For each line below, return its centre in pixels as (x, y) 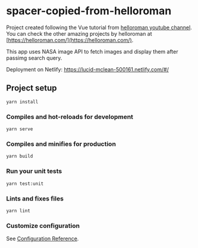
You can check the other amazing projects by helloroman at (79, 33)
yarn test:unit (25, 183)
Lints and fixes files (35, 199)
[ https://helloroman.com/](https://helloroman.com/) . (70, 40)
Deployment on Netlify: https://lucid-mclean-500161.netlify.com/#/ (88, 69)
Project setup (32, 88)
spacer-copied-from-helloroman (89, 11)
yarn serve (20, 129)
